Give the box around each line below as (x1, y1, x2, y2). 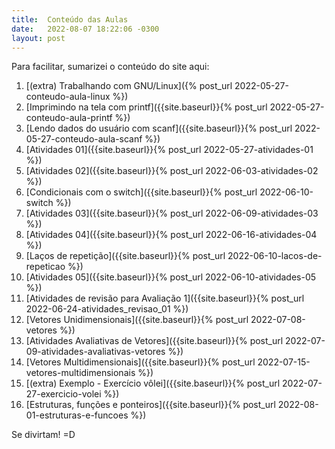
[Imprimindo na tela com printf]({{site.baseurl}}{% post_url (25, 101, 268, 113)
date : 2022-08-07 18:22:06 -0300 (11, 24, 160, 34)
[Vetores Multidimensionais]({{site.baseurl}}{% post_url (25, 356, 256, 368)
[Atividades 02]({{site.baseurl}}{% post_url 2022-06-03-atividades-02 (25, 165, 319, 177)
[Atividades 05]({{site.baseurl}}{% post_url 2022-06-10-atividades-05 (25, 271, 317, 283)
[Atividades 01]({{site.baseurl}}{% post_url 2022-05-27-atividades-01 (25, 144, 314, 156)
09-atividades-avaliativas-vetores (25, 346, 166, 358)
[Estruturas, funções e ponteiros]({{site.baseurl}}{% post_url (25, 399, 276, 411)
